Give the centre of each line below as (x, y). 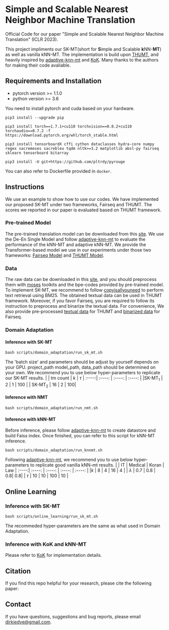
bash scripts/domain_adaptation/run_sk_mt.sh (54, 353)
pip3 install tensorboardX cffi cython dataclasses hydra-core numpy (80, 144)
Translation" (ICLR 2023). (32, 39)
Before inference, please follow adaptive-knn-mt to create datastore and (80, 430)
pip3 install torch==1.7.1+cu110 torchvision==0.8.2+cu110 (69, 126)
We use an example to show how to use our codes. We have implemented (82, 199)
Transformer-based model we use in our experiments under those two (78, 250)
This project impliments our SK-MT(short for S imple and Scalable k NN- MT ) (83, 49)
